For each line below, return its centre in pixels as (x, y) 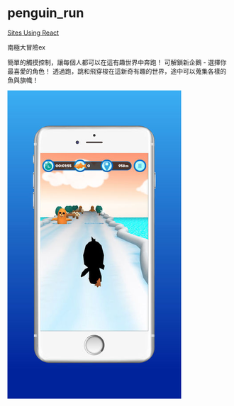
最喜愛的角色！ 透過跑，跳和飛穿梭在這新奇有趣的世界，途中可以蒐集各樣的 (117, 71)
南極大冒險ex (27, 47)
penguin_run (46, 13)
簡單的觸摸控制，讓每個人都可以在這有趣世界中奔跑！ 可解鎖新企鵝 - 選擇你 (117, 62)
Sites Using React (33, 33)
